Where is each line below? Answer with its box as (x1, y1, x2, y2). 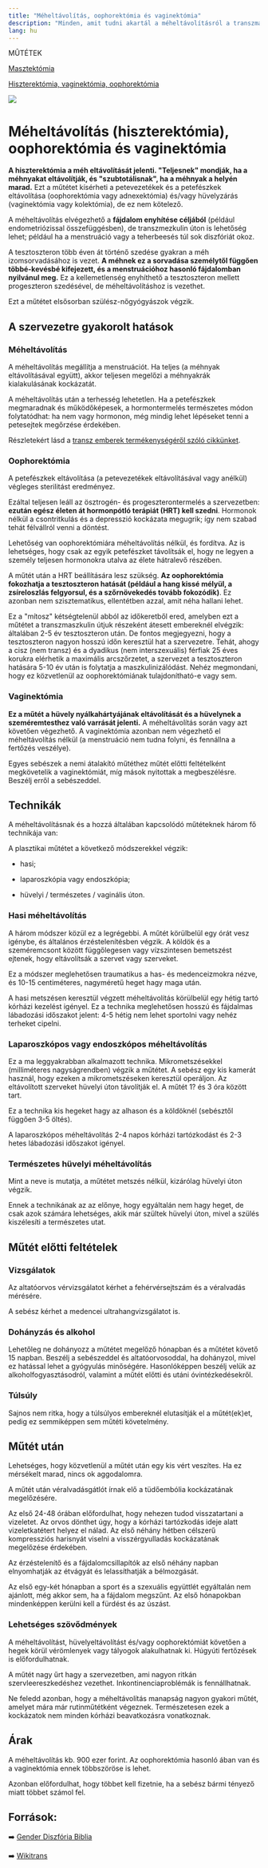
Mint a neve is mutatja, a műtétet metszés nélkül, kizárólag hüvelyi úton (8, 1177, 242, 1186)
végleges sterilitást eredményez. (8, 482, 116, 492)
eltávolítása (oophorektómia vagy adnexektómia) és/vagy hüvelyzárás (8, 191, 238, 200)
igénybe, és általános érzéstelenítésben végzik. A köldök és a (8, 936, 211, 946)
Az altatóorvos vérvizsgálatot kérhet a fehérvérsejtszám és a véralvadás (8, 1282, 246, 1292)
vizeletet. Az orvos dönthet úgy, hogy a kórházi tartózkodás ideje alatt (8, 1518, 238, 1527)
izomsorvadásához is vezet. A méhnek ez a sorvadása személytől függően (8, 256, 258, 266)
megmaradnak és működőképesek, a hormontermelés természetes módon (8, 403, 254, 412)
